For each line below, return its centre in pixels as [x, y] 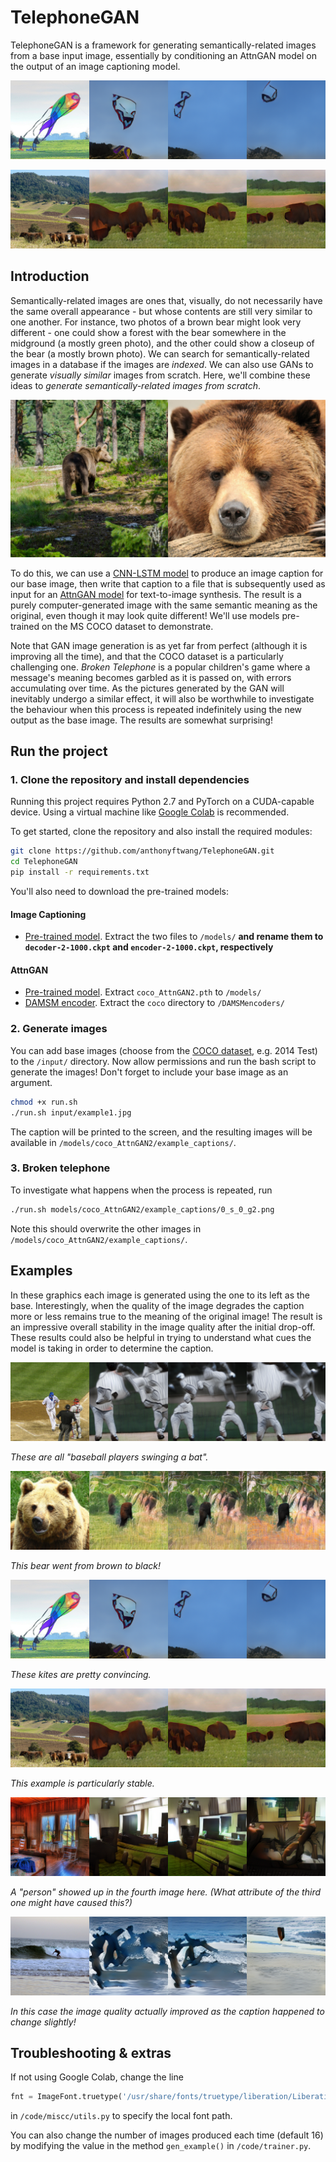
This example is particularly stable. [82, 1783]
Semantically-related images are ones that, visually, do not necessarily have [166, 300]
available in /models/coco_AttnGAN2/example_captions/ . [123, 1142]
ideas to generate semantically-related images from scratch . [136, 385]
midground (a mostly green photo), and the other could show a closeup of [162, 343]
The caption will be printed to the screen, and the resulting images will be [161, 1132]
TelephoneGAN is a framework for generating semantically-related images [163, 45]
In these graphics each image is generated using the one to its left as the [160, 1295]
